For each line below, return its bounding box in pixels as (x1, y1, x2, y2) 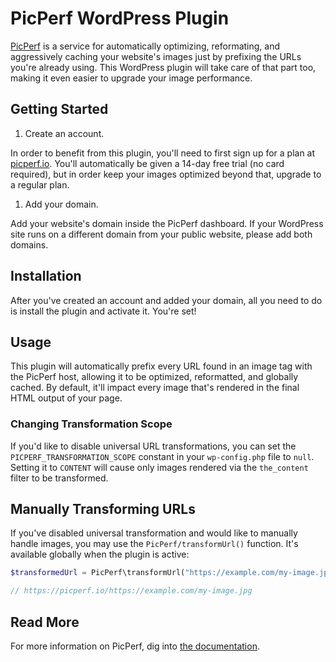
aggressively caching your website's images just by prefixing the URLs (10, 50, 302, 62)
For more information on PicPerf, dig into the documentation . (10, 640, 260, 652)
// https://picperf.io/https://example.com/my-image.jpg (10, 586, 253, 596)
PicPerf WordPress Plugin (10, 7, 230, 30)
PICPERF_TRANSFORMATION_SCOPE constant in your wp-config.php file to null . (10, 450, 315, 462)
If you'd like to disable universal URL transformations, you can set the (10, 440, 297, 452)
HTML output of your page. (10, 392, 123, 404)
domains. (10, 238, 49, 251)
